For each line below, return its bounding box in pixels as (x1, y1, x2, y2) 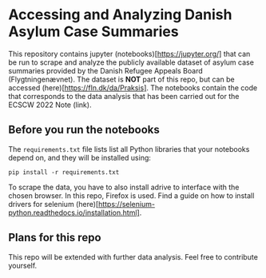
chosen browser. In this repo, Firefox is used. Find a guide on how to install (8, 190, 255, 201)
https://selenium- (98, 199, 156, 208)
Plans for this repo (8, 231, 101, 244)
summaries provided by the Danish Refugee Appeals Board (8, 66, 203, 75)
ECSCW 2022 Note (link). (8, 100, 92, 109)
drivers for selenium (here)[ (8, 199, 99, 208)
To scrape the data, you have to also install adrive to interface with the (8, 182, 240, 192)
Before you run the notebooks (8, 123, 160, 137)
